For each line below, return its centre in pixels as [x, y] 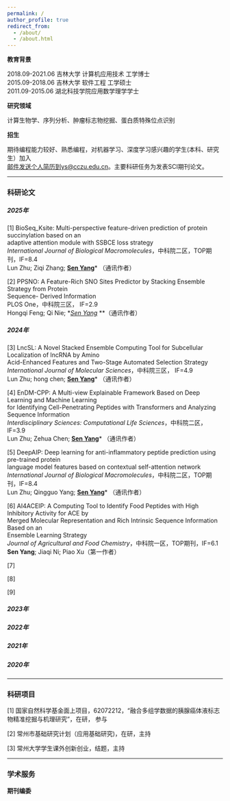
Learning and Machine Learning [52, 399]
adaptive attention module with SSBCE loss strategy [80, 243]
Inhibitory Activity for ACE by [48, 513]
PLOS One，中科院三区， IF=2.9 [52, 304]
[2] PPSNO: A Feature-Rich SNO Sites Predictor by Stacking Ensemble [106, 281]
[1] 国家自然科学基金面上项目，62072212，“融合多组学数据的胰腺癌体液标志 [114, 710]
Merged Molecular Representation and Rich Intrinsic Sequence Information [112, 520]
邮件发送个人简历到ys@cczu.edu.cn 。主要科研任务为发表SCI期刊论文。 [107, 167]
